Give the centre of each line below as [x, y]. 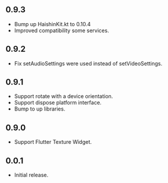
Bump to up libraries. [40, 109]
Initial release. [31, 175]
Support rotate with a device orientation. [64, 96]
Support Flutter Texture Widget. [53, 142]
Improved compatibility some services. [61, 30]
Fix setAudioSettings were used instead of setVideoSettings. [88, 63]
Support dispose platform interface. [58, 103]
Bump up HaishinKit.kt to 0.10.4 [52, 24]
